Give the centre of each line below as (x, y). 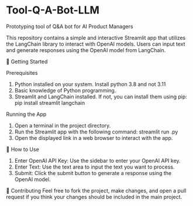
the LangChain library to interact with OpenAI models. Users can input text (96, 44)
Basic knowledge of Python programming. (65, 90)
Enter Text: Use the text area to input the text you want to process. (94, 167)
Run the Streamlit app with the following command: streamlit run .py (96, 132)
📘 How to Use (23, 149)
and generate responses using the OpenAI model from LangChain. (86, 50)
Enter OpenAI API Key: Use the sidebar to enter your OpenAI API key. (97, 160)
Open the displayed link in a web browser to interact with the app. (94, 138)
